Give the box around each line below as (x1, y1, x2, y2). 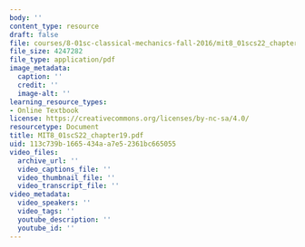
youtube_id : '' (17, 223, 75, 233)
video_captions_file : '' (17, 165, 112, 174)
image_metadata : (9, 64, 71, 73)
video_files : (9, 147, 59, 157)
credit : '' (17, 81, 59, 90)
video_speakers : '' (17, 198, 92, 208)
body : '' (9, 13, 43, 23)
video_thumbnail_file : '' (17, 173, 116, 182)
